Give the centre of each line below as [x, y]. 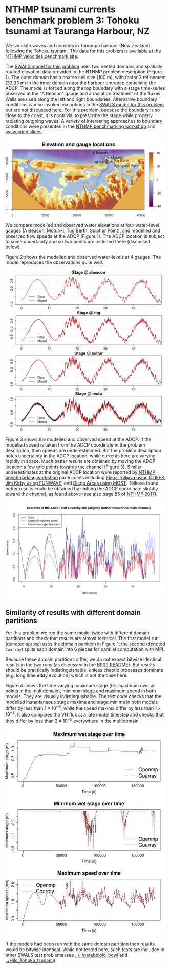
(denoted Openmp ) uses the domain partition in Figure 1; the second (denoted [85, 644]
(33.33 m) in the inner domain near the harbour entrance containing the [81, 83]
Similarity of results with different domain [73, 613]
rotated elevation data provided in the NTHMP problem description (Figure [84, 72]
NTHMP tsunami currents [61, 9]
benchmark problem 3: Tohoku [72, 20]
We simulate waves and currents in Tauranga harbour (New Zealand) [78, 45]
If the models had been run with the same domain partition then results [80, 944]
